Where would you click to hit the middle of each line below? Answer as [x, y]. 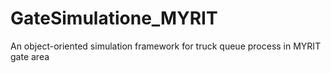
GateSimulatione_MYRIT [114, 18]
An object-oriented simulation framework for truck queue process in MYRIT [166, 46]
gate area [30, 56]
